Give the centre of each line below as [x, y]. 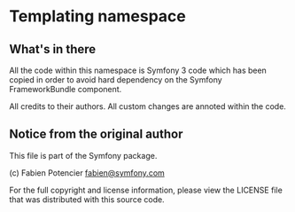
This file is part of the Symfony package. [83, 155]
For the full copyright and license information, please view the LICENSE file [146, 190]
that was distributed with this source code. [87, 199]
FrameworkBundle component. [66, 89]
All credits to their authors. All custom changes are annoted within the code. [147, 106]
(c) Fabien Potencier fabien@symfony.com [87, 173]
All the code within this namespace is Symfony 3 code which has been [138, 70]
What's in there [53, 49]
